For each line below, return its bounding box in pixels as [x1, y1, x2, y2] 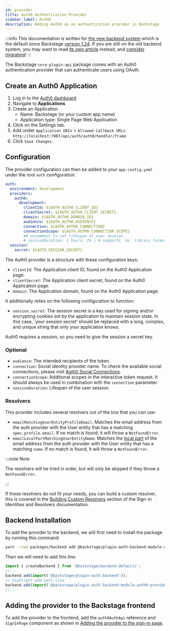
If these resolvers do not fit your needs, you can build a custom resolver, [5, 490, 157, 497]
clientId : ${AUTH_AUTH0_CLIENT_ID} [23, 205, 99, 211]
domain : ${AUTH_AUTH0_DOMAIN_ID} [23, 215, 94, 220]
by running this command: [5, 535, 60, 541]
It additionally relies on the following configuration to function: [5, 298, 135, 304]
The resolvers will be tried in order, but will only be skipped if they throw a [5, 465, 159, 472]
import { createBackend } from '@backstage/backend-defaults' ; [5, 564, 142, 569]
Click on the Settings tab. [12, 122, 65, 128]
